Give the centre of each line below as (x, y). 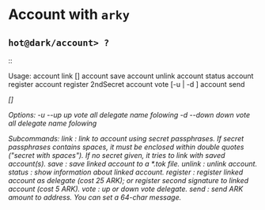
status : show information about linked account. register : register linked (126, 172)
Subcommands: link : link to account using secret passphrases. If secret (126, 139)
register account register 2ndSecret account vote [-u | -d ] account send (127, 84)
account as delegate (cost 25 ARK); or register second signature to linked (129, 180)
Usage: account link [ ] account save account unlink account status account (131, 76)
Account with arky (69, 15)
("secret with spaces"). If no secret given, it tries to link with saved (117, 155)
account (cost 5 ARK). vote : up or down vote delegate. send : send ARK (126, 189)
